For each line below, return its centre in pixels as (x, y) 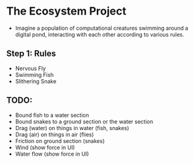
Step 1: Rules (31, 54)
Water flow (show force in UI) (52, 154)
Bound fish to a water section (52, 115)
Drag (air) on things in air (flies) (55, 134)
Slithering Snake (36, 81)
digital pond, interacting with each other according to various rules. (99, 34)
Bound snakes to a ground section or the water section (84, 121)
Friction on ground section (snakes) (60, 140)
